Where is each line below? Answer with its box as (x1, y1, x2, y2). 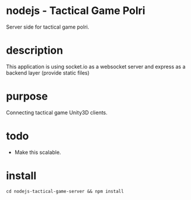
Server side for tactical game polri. (6, 23, 89, 30)
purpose (6, 90, 48, 103)
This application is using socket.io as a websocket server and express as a (6, 63, 186, 70)
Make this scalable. (14, 149, 61, 156)
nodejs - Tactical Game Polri (6, 4, 145, 17)
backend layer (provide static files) (6, 69, 90, 76)
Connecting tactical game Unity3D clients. (6, 109, 108, 116)
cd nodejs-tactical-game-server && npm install (6, 188, 124, 194)
